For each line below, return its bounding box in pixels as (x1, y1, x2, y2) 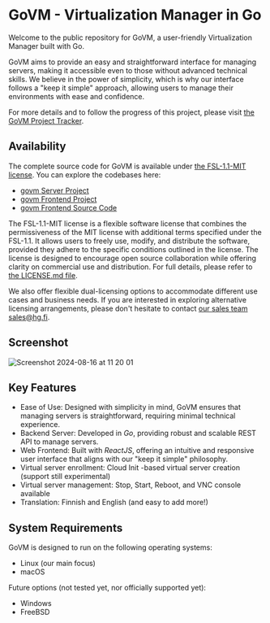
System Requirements (8, 521, 123, 534)
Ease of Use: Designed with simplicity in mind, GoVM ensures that (19, 403, 242, 412)
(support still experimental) (19, 472, 111, 481)
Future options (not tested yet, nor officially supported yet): (8, 583, 207, 593)
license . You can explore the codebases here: (8, 169, 161, 180)
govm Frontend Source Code (19, 203, 118, 212)
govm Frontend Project (19, 194, 97, 204)
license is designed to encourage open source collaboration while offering (8, 253, 257, 263)
